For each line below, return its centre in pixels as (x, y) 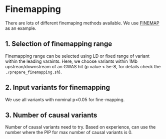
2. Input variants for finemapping (57, 87)
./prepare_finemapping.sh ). (33, 72)
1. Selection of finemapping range (59, 44)
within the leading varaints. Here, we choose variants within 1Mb (71, 61)
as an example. (21, 28)
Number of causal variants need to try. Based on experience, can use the (80, 127)
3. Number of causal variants (51, 115)
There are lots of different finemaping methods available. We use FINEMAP (82, 23)
